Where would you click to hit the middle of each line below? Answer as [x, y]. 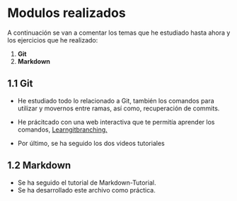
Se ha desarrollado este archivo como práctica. [86, 190]
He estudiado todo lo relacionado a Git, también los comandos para [116, 100]
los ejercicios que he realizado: [53, 40]
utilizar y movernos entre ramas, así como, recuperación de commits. [118, 108]
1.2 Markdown [39, 165]
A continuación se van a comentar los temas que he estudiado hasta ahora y [119, 33]
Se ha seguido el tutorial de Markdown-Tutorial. [87, 183]
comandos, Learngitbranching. [62, 130]
